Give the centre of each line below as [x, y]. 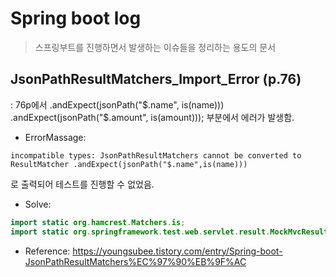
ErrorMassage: [55, 137]
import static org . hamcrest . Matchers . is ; [98, 222]
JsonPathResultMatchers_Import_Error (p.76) [156, 79]
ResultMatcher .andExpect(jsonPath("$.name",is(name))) [129, 164]
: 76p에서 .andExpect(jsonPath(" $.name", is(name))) [117, 104]
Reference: [47, 251]
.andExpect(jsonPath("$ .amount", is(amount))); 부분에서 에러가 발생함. [152, 117]
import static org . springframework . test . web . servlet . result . [140, 232]
